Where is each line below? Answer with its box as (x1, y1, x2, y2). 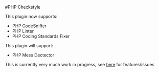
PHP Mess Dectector (12, 52, 55, 58)
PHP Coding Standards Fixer (12, 34, 70, 39)
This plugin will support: (5, 43, 54, 48)
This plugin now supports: (5, 14, 58, 19)
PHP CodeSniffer (12, 23, 46, 29)
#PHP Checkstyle (5, 4, 41, 10)
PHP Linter (12, 28, 34, 34)
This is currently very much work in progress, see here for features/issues (5, 62, 155, 67)
